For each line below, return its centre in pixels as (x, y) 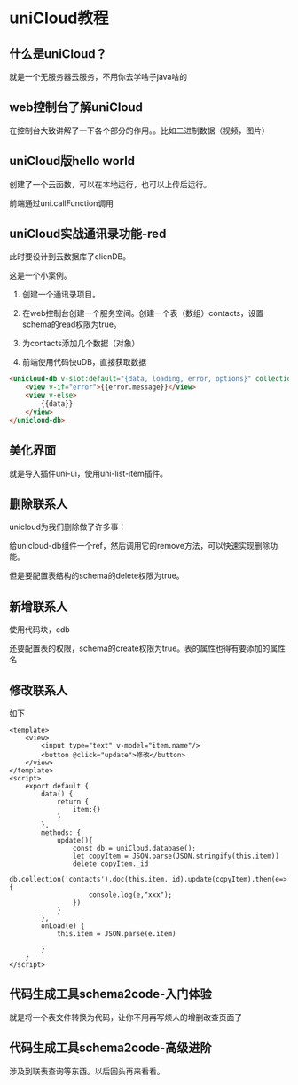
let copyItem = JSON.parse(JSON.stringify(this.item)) (176, 856)
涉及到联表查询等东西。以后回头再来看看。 (87, 1071)
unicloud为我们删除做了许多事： (68, 527)
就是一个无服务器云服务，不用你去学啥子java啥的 (98, 77)
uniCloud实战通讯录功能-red (88, 234)
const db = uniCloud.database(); (134, 848)
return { (73, 801)
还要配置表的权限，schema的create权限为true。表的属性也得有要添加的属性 (148, 648)
